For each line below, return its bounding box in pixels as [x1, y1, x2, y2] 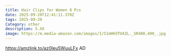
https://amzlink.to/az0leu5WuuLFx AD [5, 45, 86, 51]
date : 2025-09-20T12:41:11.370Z [5, 12, 74, 17]
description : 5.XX [5, 26, 45, 32]
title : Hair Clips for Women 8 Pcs [5, 7, 81, 13]
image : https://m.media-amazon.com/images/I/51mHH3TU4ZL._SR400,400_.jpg [5, 31, 166, 36]
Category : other [5, 21, 40, 27]
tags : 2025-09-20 [5, 17, 42, 22]
